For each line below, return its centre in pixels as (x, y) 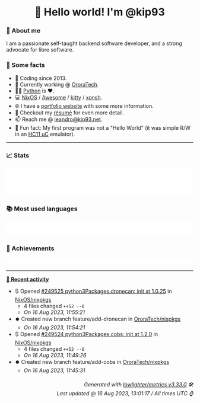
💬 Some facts (26, 65)
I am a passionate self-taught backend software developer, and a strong (94, 43)
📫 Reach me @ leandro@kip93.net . (58, 119)
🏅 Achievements (30, 248)
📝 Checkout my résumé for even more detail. (69, 113)
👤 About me (23, 31)
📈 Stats (18, 155)
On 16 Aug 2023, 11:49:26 (55, 356)
